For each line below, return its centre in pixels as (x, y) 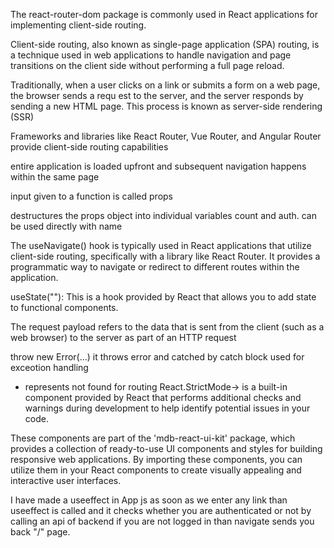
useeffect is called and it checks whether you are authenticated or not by (161, 510)
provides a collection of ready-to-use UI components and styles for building (166, 448)
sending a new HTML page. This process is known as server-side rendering (166, 106)
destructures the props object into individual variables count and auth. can (164, 215)
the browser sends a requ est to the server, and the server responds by (157, 95)
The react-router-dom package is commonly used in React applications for (164, 14)
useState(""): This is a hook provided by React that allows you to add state (163, 297)
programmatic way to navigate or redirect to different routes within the (155, 267)
